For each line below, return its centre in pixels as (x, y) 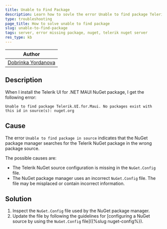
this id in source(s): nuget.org (40, 111)
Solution (18, 199)
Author (32, 54)
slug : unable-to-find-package (37, 28)
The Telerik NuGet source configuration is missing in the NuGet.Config (84, 168)
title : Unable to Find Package (38, 10)
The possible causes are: (31, 158)
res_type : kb (19, 38)
